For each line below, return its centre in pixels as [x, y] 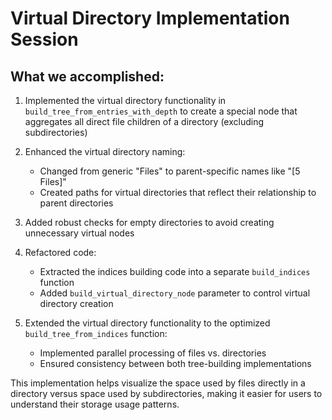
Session [44, 39]
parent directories [76, 203]
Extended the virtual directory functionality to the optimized [147, 323]
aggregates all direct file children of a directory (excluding [144, 121]
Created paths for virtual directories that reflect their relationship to [178, 192]
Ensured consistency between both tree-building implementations [175, 363]
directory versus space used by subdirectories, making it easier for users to [166, 393]
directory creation [76, 303]
